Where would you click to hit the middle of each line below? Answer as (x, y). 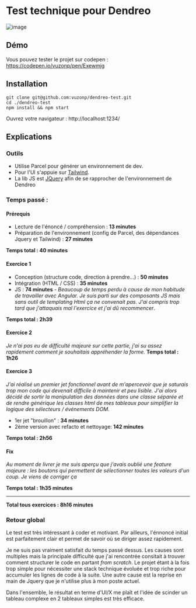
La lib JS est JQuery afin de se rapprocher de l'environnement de (93, 179)
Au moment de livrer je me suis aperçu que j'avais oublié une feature (89, 464)
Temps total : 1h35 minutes (39, 488)
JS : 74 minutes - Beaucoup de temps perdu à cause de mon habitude (99, 289)
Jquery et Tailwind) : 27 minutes (54, 239)
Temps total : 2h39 (29, 319)
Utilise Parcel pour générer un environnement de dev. (79, 166)
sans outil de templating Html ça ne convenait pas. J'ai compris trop (97, 301)
